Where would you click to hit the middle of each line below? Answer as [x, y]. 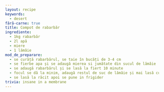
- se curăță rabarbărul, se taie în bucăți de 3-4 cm [65, 59]
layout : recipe [20, 9]
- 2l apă [18, 41]
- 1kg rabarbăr [25, 37]
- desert [18, 18]
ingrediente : [18, 32]
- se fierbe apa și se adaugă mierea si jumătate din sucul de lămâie [83, 64]
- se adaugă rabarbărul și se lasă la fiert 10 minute [66, 69]
